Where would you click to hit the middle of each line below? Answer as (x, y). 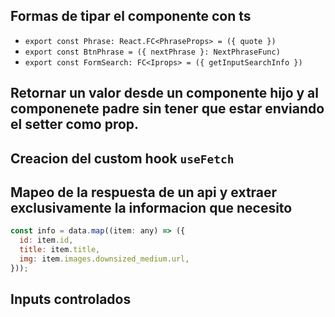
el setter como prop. (75, 124)
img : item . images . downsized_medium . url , (104, 259)
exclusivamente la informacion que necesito (151, 207)
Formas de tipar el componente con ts (131, 16)
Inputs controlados (71, 299)
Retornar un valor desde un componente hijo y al (164, 93)
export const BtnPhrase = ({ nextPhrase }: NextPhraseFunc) (152, 52)
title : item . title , (60, 250)
